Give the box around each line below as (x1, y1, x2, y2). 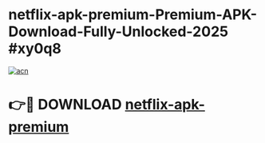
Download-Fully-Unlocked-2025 (8, 22, 229, 41)
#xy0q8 (8, 40, 62, 58)
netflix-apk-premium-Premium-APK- (8, 6, 258, 24)
